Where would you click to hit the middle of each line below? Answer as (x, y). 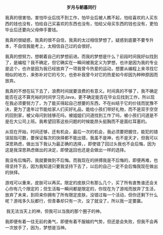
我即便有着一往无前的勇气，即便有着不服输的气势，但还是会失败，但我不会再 (81, 221)
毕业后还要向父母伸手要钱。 (33, 30)
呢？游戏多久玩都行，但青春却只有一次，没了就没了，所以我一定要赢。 (75, 201)
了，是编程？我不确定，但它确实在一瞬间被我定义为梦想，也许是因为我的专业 (81, 62)
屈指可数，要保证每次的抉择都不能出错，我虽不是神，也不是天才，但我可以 (83, 138)
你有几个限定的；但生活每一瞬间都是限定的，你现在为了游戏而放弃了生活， (83, 189)
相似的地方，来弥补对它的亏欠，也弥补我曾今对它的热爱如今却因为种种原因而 (81, 75)
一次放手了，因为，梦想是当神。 (37, 227)
